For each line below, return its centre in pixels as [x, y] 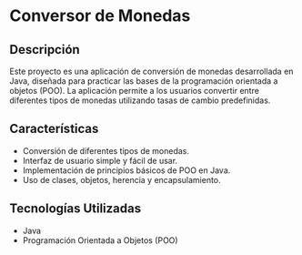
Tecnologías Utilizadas [75, 209]
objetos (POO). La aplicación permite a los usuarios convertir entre [134, 91]
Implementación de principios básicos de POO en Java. [126, 170]
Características [54, 129]
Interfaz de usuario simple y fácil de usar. [100, 160]
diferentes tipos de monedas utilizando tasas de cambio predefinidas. [140, 100]
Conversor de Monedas [100, 16]
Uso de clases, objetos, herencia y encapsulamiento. [121, 179]
